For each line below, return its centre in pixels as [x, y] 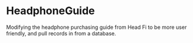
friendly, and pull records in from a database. [61, 33]
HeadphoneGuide [50, 11]
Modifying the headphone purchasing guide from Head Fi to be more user [96, 27]
